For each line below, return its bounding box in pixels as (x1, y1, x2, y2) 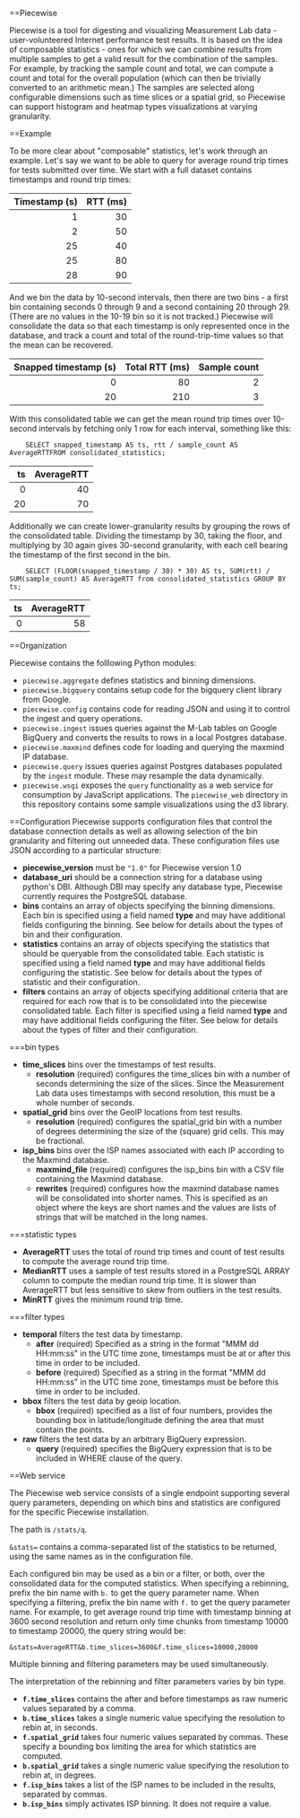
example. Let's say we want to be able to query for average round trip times (9, 155, 289, 165)
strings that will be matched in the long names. (35, 1211, 209, 1222)
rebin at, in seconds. (21, 1722, 99, 1733)
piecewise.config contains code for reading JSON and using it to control (21, 704, 291, 714)
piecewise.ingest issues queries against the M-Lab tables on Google (21, 722, 278, 733)
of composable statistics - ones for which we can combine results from (9, 44, 272, 55)
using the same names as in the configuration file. (9, 1551, 194, 1561)
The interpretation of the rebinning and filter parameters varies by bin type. (9, 1676, 287, 1686)
